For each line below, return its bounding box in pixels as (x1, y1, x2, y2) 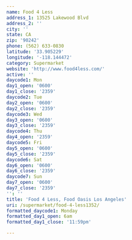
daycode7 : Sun (6, 173, 43, 180)
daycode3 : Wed (6, 111, 43, 117)
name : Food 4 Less (6, 9, 53, 15)
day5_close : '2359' (6, 151, 56, 157)
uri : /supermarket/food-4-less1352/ (6, 202, 100, 208)
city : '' (6, 26, 29, 32)
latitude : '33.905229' (6, 49, 64, 55)
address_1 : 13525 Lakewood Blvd (6, 15, 89, 21)
